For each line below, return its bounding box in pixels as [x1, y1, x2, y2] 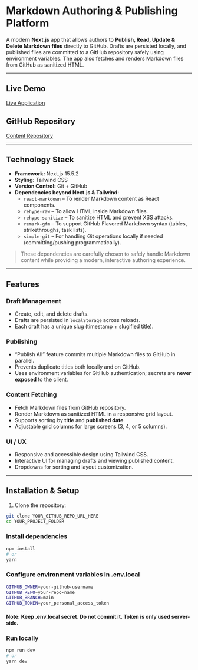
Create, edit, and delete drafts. [14, 310, 90, 317]
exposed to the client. [14, 376, 68, 383]
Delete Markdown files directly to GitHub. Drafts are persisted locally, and [6, 42, 187, 49]
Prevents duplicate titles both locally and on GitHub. [14, 363, 141, 370]
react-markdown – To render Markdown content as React [23, 195, 159, 203]
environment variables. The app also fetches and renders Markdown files [6, 55, 184, 62]
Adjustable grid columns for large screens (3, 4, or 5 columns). [14, 423, 167, 430]
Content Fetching [6, 390, 57, 399]
